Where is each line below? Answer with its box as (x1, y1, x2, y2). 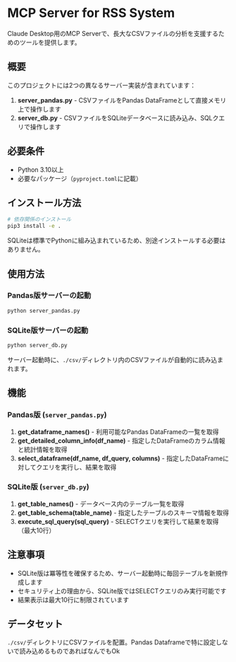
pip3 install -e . (7, 223, 61, 230)
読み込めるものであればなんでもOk (19, 647, 120, 656)
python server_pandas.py (7, 307, 80, 314)
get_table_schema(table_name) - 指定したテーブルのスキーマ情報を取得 (17, 508, 229, 517)
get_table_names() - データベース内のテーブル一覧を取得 (17, 499, 185, 508)
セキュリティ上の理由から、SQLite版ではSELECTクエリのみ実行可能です (17, 586, 227, 595)
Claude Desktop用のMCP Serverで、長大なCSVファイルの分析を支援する (7, 29, 218, 37)
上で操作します (17, 105, 61, 113)
